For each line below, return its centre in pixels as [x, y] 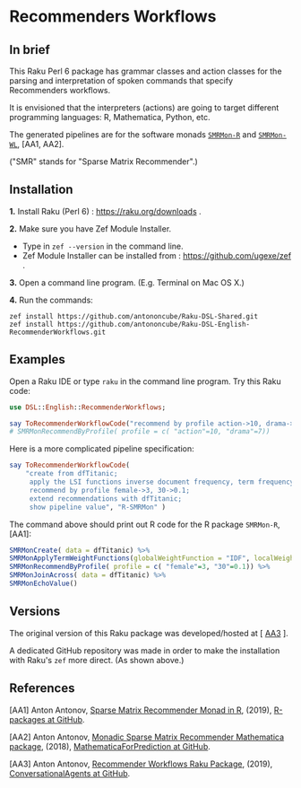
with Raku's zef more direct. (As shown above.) [97, 660]
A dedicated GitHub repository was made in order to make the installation [145, 650]
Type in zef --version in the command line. [103, 246]
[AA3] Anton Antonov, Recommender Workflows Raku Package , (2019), [141, 764]
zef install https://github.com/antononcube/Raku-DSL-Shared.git [133, 316]
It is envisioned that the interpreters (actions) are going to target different [144, 108]
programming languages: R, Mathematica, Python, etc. [110, 117]
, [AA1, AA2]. [41, 144]
